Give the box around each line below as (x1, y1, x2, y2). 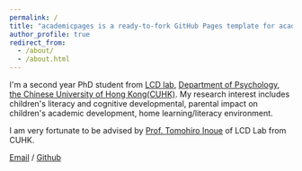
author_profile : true (9, 30, 91, 38)
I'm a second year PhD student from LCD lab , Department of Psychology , (9, 80, 280, 90)
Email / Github (9, 152, 61, 162)
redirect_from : (9, 38, 67, 47)
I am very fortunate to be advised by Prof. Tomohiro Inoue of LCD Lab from (9, 125, 287, 135)
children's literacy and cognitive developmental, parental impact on (9, 98, 259, 108)
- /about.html (17, 55, 70, 64)
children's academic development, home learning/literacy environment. (9, 108, 273, 118)
